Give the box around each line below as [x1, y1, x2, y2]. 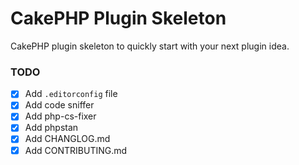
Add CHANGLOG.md [24, 133, 111, 145]
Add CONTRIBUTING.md [24, 144, 128, 156]
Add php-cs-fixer [24, 110, 97, 122]
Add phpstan [24, 122, 79, 134]
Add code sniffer [24, 99, 95, 111]
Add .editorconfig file [24, 88, 118, 100]
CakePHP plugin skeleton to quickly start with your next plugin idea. [10, 40, 290, 52]
